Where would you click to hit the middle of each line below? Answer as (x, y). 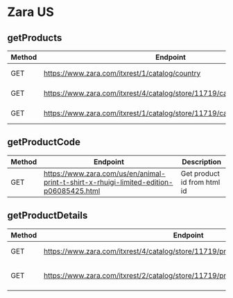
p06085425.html (72, 190)
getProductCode (44, 142)
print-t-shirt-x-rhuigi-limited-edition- (109, 182)
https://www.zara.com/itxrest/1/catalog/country (122, 73)
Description (202, 162)
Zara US (31, 12)
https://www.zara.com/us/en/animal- (105, 173)
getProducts (35, 38)
